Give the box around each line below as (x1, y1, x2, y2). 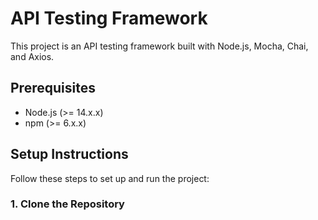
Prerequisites (10, 80, 96, 97)
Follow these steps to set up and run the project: (10, 172, 210, 184)
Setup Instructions (10, 146, 129, 163)
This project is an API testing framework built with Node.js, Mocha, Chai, (10, 40, 309, 52)
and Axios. (10, 50, 55, 62)
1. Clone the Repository (10, 197, 125, 211)
